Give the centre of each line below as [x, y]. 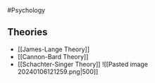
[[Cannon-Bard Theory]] [53, 56]
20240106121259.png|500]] [58, 71]
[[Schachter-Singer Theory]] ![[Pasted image [82, 64]
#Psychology [26, 10]
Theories [27, 32]
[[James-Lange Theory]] [54, 49]
